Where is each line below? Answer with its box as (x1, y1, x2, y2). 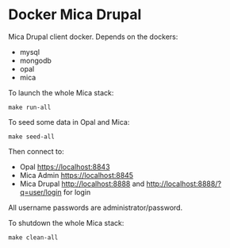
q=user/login (19, 187, 62, 196)
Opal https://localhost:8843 (19, 161, 110, 172)
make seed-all (8, 133, 56, 141)
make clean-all (8, 233, 59, 242)
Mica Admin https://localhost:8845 (19, 170, 133, 180)
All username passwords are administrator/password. (8, 203, 183, 212)
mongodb (19, 56, 52, 65)
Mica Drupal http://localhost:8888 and (19, 179, 145, 188)
